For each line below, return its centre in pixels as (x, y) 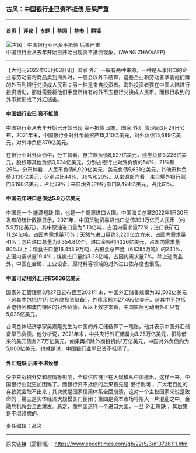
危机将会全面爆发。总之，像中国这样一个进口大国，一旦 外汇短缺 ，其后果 (99, 406)
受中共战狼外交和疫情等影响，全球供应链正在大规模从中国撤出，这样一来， (95, 377)
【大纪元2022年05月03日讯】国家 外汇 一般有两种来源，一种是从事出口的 (94, 70)
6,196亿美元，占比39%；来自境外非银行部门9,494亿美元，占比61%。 (94, 184)
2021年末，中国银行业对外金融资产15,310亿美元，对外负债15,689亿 (96, 135)
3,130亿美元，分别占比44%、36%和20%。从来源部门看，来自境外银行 (96, 177)
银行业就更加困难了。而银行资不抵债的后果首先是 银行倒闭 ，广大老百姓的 (99, 385)
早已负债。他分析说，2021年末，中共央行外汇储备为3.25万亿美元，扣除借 (99, 334)
